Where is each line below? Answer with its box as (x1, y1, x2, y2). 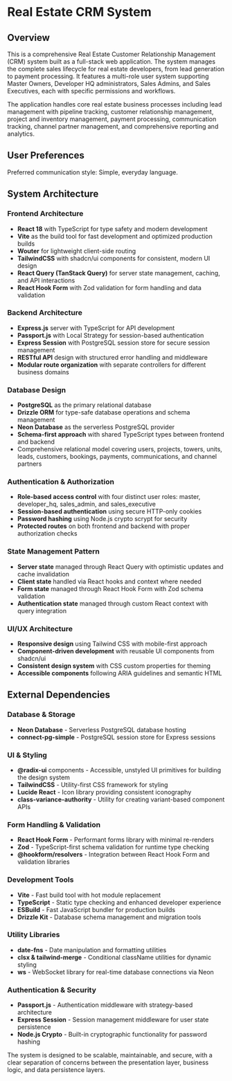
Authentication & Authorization (7, 477, 114, 487)
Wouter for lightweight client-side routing (17, 246, 136, 255)
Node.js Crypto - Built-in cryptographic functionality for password (17, 1030, 208, 1039)
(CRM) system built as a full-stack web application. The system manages (7, 57, 216, 66)
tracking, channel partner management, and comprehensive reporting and (7, 122, 219, 130)
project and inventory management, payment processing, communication (7, 115, 217, 123)
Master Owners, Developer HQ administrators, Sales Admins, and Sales (7, 80, 211, 87)
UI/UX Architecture (7, 624, 73, 633)
